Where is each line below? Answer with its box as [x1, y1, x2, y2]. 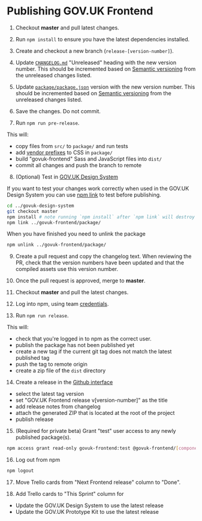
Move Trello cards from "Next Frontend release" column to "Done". [15, 478, 181, 486]
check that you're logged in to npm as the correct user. [15, 335, 152, 342]
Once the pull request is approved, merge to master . [15, 277, 146, 284]
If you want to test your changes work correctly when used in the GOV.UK [7, 185, 189, 192]
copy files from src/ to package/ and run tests [15, 142, 128, 149]
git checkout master [7, 208, 59, 214]
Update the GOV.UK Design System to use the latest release [15, 502, 164, 509]
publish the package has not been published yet [15, 342, 134, 349]
